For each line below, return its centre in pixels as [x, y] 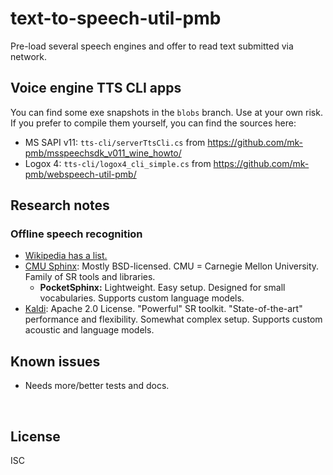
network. [29, 56]
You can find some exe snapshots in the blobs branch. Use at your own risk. [166, 112]
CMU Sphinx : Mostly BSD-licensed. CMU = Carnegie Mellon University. [172, 266]
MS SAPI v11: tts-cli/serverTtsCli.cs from [115, 142]
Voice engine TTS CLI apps [96, 88]
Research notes [60, 205]
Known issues [55, 361]
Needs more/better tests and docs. [97, 386]
